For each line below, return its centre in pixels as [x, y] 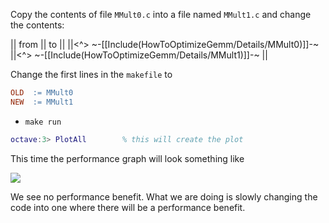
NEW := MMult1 [42, 102]
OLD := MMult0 [42, 93]
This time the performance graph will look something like [127, 158]
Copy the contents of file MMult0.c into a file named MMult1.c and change [161, 14]
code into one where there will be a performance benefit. [128, 207]
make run [43, 122]
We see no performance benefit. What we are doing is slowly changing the [164, 196]
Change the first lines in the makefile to [91, 74]
